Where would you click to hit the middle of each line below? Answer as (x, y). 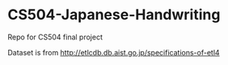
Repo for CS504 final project (55, 37)
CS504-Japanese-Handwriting (114, 15)
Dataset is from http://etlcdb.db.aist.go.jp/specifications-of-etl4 (114, 52)
